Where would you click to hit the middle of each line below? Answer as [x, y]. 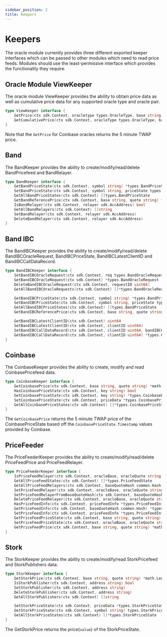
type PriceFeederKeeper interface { [43, 472]
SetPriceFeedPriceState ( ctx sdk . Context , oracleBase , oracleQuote [84, 522]
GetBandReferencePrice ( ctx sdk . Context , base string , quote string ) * [89, 200]
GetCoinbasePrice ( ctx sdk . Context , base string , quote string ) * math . [89, 386]
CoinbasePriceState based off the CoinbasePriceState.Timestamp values [79, 424]
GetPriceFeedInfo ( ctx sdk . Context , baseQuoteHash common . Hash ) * [83, 509]
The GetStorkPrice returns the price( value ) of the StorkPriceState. [73, 629]
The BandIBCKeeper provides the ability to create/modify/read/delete [76, 251]
